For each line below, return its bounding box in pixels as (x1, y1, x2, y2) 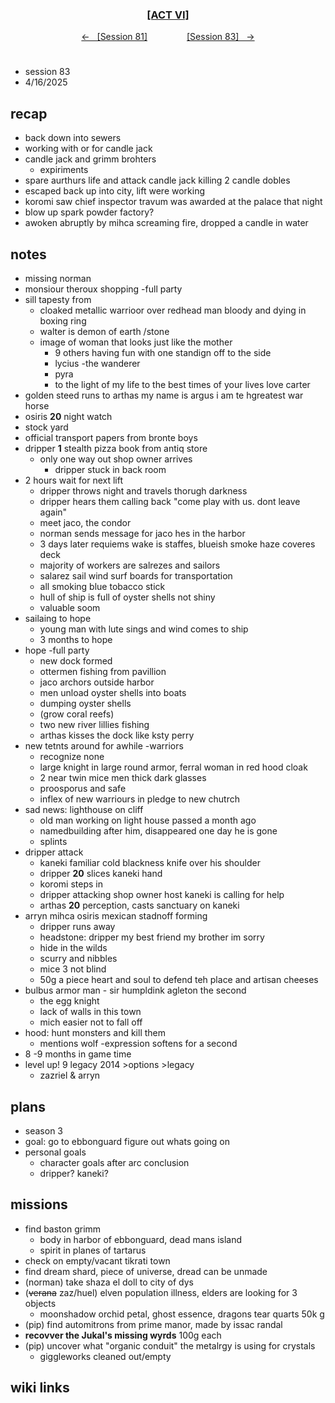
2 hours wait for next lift (24, 474, 124, 487)
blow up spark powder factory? (24, 206, 155, 218)
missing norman (24, 273, 92, 285)
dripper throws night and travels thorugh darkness (39, 485, 248, 497)
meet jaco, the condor (39, 517, 132, 529)
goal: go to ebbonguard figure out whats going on (24, 1135, 231, 1147)
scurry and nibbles (39, 953, 118, 965)
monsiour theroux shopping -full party (24, 283, 183, 295)
